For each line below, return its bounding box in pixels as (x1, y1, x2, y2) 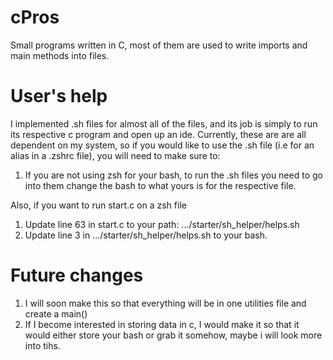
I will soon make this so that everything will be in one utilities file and (24, 297, 307, 309)
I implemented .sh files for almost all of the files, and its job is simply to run (10, 117, 318, 130)
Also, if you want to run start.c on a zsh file (10, 199, 187, 211)
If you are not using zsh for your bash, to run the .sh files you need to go (24, 169, 323, 181)
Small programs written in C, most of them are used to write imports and (10, 39, 308, 51)
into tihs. (24, 339, 61, 351)
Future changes (10, 264, 144, 287)
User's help (10, 85, 108, 108)
